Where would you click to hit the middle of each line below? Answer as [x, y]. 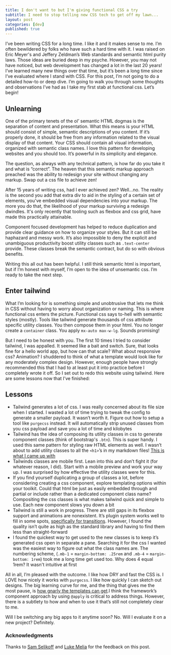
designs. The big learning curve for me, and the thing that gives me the [80, 585]
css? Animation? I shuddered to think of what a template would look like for [84, 357]
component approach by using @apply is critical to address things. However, [85, 596]
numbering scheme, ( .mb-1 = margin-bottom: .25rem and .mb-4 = [81, 554]
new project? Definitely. [30, 622]
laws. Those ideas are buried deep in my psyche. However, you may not [81, 60]
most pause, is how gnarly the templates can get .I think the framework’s [81, 591]
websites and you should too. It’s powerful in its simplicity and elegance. [81, 154]
